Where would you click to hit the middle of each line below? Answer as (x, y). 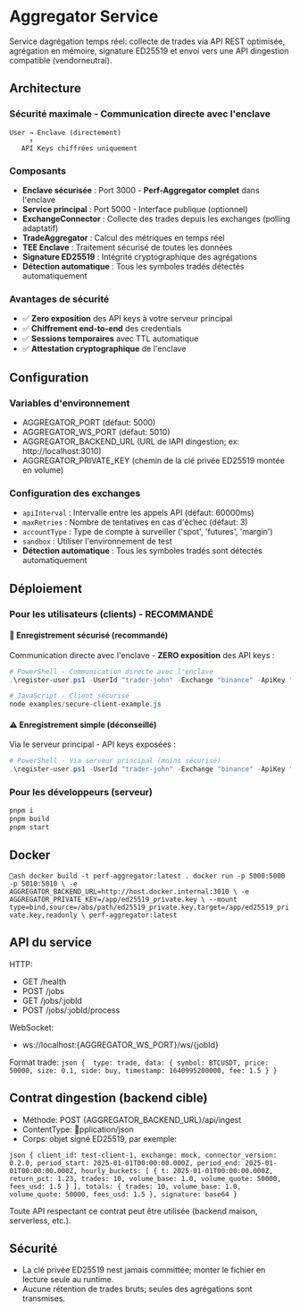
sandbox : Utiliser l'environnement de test (97, 541)
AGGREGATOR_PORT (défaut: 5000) (89, 422)
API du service (50, 943)
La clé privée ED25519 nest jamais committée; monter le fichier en (144, 1270)
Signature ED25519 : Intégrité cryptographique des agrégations (139, 256)
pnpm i (21, 811)
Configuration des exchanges (75, 493)
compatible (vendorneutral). (61, 60)
